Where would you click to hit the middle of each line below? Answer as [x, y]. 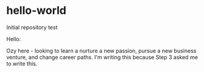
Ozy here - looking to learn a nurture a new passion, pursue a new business [101, 51]
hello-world [37, 11]
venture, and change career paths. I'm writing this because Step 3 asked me [102, 57]
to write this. [22, 64]
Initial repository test [32, 27]
